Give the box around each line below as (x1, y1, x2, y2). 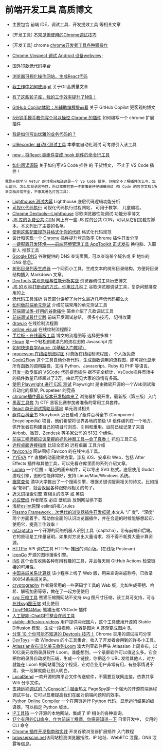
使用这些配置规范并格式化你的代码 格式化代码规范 (12, 229, 112, 234)
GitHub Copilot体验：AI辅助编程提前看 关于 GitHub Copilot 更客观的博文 (12, 104, 156, 110)
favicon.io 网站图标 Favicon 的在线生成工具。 (12, 448, 103, 454)
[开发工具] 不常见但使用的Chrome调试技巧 (12, 32, 97, 38)
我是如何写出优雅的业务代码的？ (12, 131, 76, 137)
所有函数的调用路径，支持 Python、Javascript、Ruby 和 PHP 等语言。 (12, 363, 152, 368)
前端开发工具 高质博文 (5, 4, 92, 16)
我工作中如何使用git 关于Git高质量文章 (12, 83, 89, 89)
